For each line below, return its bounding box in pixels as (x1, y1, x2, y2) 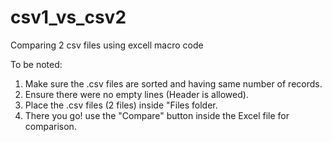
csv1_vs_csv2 (10, 6, 127, 29)
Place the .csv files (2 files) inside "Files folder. (24, 99, 218, 111)
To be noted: (10, 58, 63, 70)
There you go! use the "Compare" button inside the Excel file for (24, 109, 290, 121)
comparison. (24, 120, 77, 132)
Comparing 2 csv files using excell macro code (10, 39, 204, 51)
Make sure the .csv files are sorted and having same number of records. (24, 77, 323, 90)
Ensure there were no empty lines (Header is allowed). (24, 88, 249, 100)
